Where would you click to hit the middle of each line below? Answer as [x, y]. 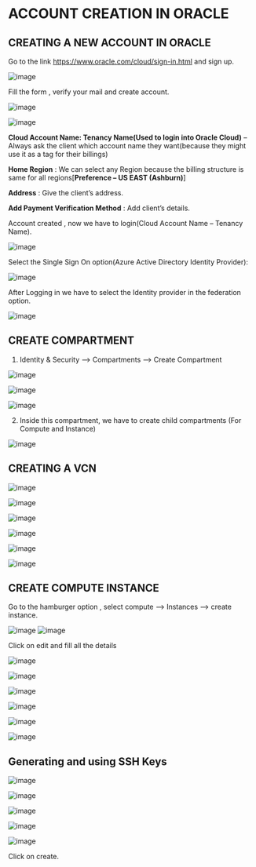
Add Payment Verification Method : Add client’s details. [99, 208]
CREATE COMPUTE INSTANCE [84, 588]
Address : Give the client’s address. [66, 193]
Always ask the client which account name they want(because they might [127, 146]
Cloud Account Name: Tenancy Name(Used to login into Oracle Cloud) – [128, 137]
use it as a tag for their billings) [58, 154]
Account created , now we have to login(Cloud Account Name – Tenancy [126, 223]
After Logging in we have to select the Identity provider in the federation [125, 292]
